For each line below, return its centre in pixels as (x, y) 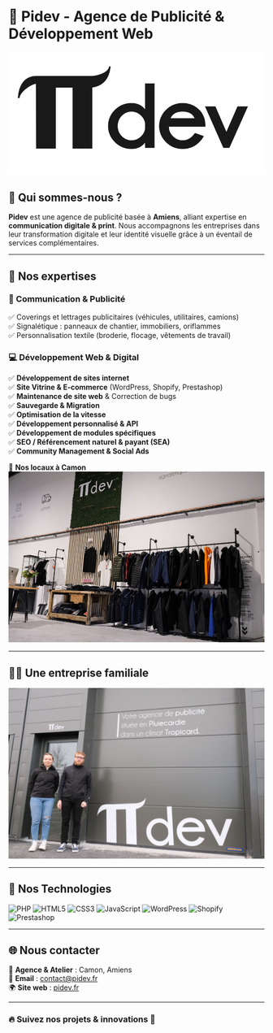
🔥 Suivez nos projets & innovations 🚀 (82, 1019)
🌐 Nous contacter (54, 950)
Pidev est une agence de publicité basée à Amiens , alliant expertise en (128, 217)
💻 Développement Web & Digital (74, 357)
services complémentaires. (54, 243)
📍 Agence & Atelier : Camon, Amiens (70, 970)
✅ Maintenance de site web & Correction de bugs (93, 397)
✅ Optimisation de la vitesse (57, 415)
